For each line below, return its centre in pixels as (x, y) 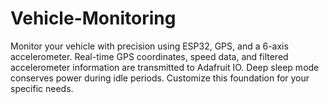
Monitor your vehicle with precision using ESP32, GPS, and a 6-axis (149, 46)
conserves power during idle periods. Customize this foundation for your (160, 78)
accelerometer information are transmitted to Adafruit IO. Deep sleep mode (165, 67)
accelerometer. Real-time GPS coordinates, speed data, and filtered (149, 56)
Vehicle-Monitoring (93, 18)
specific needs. (42, 88)
